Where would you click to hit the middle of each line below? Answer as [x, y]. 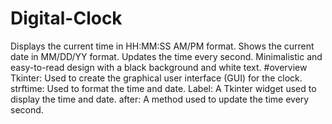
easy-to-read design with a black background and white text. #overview [159, 67]
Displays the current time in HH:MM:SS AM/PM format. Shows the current [162, 46]
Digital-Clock [66, 18]
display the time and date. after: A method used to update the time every [160, 99]
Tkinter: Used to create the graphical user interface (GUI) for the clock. [156, 78]
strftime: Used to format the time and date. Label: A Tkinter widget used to [163, 88]
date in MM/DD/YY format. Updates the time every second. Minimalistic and [166, 56]
